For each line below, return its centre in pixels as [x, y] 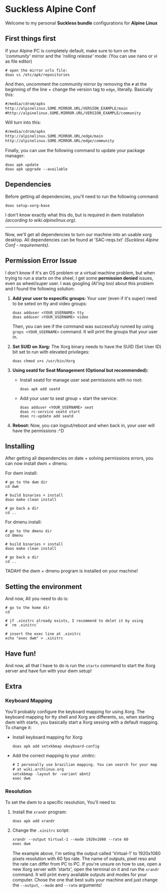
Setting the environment [43, 587]
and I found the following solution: [40, 289]
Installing [20, 446]
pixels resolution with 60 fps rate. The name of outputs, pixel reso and [84, 859]
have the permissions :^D [38, 431]
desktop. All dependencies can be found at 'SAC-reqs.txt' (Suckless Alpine [82, 240]
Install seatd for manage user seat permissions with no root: [81, 380]
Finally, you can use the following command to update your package [75, 150]
